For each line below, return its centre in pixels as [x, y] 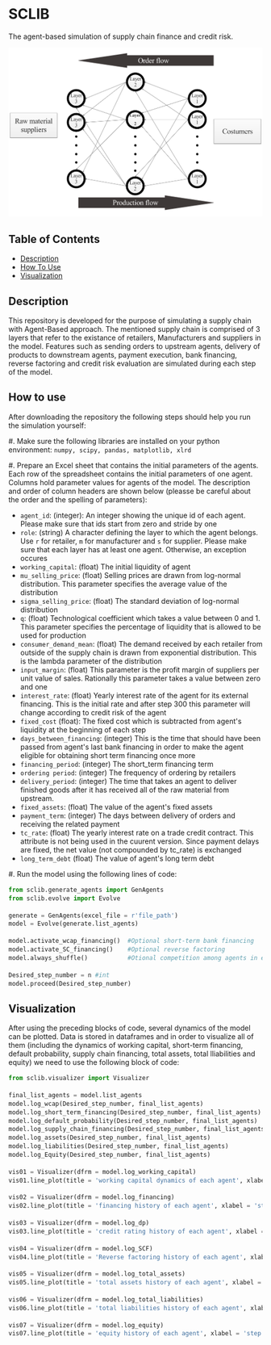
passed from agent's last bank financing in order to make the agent [132, 747]
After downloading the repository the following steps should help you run [130, 417]
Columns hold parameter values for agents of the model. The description [129, 482]
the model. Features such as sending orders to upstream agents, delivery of [134, 346]
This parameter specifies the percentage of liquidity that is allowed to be [140, 626]
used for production [53, 635]
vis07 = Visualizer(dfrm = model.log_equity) [86, 1325]
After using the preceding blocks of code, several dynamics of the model [130, 1028]
